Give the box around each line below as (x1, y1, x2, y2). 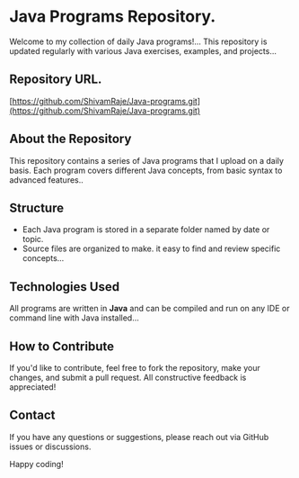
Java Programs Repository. (9, 6, 216, 27)
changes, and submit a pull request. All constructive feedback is (9, 372, 247, 383)
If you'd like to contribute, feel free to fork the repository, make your (9, 363, 260, 373)
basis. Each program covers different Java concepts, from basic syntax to (9, 165, 283, 176)
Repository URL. (9, 72, 102, 87)
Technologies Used (9, 279, 119, 294)
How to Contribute (9, 338, 115, 354)
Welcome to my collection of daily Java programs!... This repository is (9, 36, 268, 47)
